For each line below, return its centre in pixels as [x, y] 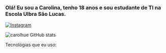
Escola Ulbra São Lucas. [36, 14]
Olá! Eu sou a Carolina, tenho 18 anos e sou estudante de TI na [83, 8]
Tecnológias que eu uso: [31, 45]
